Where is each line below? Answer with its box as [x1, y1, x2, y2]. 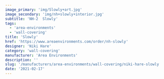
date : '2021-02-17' [5, 67, 45, 72]
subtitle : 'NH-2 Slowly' [5, 16, 58, 21]
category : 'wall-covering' [5, 48, 60, 53]
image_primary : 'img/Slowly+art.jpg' [5, 7, 82, 12]
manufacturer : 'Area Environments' [5, 53, 78, 58]
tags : [5, 21, 16, 26]
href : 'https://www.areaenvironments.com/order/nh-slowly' [5, 39, 129, 44]
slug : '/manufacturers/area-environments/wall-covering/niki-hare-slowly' [5, 62, 162, 67]
